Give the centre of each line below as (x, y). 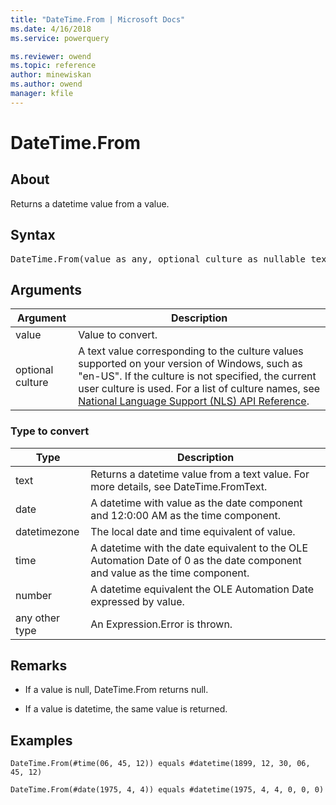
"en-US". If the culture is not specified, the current (197, 376)
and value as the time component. (170, 573)
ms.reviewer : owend (51, 56)
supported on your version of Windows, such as (190, 364)
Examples (41, 740)
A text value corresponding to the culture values (191, 351)
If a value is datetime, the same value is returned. (126, 709)
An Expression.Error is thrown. (161, 624)
